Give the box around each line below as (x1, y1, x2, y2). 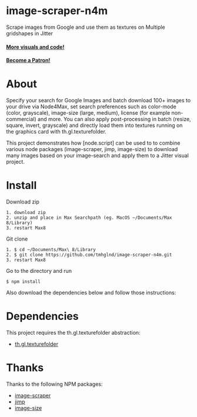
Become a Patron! (6, 57, 51, 64)
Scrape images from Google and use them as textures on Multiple (6, 24, 166, 31)
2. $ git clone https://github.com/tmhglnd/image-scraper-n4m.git (6, 252, 172, 258)
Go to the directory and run (6, 268, 72, 274)
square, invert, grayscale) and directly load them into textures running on (6, 122, 183, 129)
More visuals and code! (6, 43, 65, 51)
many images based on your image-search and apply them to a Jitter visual (6, 152, 189, 159)
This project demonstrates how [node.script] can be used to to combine (6, 139, 181, 146)
